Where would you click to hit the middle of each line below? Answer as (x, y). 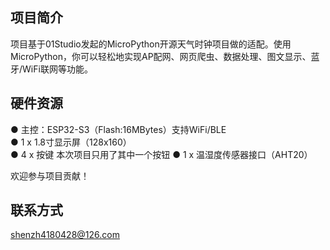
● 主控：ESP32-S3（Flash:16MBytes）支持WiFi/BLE (118, 129)
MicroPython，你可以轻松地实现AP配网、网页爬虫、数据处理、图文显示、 (161, 56)
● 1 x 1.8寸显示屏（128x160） (71, 142)
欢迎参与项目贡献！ (50, 175)
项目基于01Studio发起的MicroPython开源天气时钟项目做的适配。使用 (151, 44)
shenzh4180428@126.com (65, 235)
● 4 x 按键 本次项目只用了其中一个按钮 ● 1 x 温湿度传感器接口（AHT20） (161, 154)
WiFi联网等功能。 (57, 69)
